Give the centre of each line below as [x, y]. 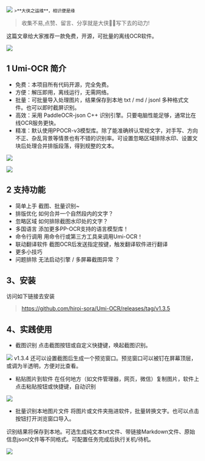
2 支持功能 [26, 190]
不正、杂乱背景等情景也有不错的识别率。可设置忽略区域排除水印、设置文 [106, 138]
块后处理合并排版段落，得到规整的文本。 [66, 146]
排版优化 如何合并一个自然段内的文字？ [64, 213]
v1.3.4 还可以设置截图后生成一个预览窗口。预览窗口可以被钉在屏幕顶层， [105, 358]
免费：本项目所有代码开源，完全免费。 [63, 84]
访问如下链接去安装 [31, 296]
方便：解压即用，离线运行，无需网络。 [63, 92]
